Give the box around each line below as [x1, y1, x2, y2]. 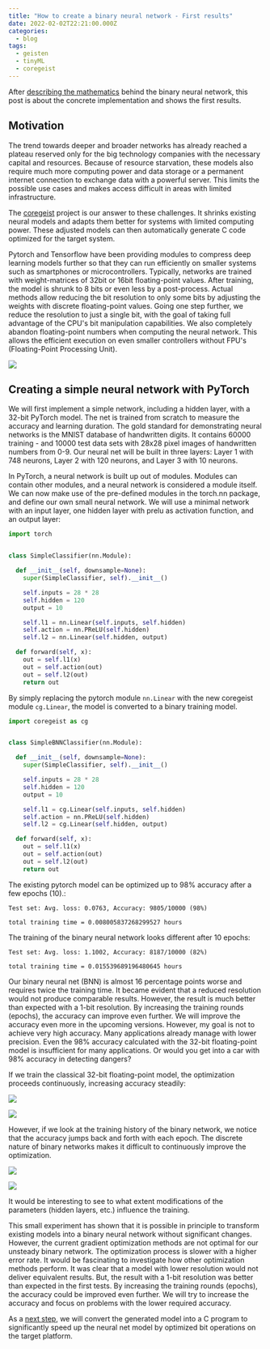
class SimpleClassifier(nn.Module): [8, 552, 132, 560]
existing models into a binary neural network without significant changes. [8, 1229, 252, 1239]
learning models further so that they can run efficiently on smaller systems [8, 258, 257, 267]
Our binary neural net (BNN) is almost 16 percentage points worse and [8, 976, 243, 986]
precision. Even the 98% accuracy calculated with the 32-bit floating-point [8, 1036, 257, 1046]
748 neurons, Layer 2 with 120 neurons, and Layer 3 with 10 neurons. [8, 455, 238, 466]
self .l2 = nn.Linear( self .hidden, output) [23, 634, 168, 642]
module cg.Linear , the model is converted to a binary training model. [8, 702, 238, 711]
